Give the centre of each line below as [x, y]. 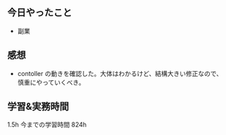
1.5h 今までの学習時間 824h [47, 124]
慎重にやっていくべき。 [51, 82]
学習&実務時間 [38, 107]
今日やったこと [40, 13]
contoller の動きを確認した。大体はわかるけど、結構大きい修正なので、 [120, 73]
